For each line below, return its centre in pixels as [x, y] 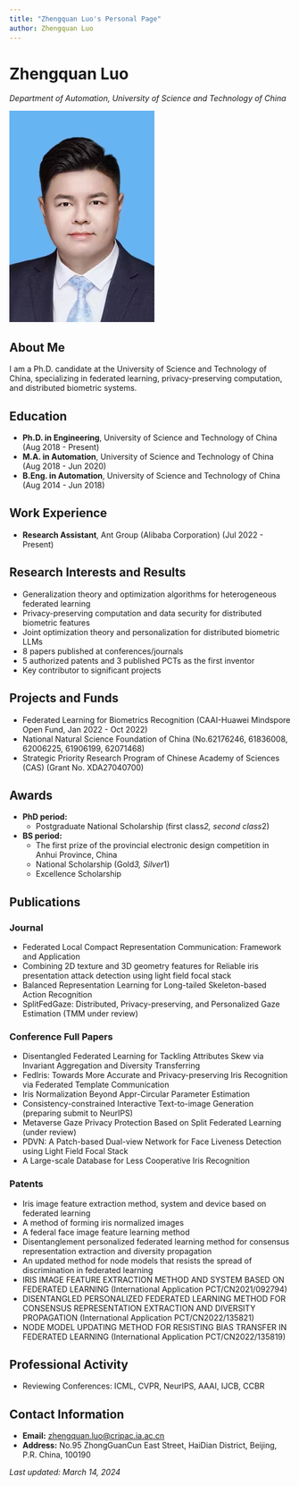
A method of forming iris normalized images [103, 1222]
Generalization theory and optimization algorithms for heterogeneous [149, 594]
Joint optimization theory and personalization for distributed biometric [151, 632]
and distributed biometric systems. [73, 388]
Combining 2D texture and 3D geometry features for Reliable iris [140, 966]
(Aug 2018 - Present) [61, 447]
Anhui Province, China [76, 855]
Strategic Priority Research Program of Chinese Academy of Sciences [151, 758]
